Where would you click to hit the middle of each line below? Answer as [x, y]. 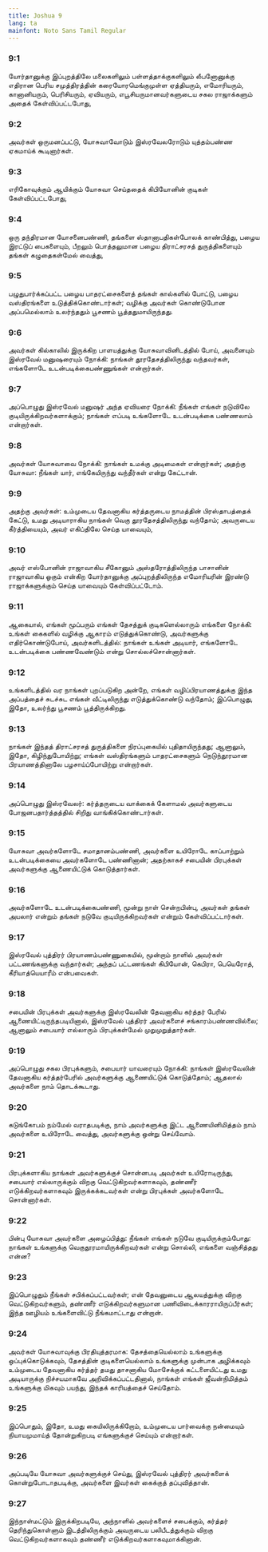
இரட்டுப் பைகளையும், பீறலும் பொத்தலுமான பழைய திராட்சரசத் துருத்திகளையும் [125, 245]
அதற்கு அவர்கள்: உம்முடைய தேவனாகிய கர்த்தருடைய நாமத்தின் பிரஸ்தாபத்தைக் [130, 511]
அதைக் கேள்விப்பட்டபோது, [50, 103]
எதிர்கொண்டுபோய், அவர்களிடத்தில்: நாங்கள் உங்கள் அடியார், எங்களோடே [123, 642]
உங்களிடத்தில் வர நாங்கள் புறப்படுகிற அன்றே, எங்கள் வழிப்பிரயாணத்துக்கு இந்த [130, 689]
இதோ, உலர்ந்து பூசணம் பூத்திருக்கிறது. [67, 708]
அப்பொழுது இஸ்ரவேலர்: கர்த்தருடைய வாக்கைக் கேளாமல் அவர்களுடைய [120, 803]
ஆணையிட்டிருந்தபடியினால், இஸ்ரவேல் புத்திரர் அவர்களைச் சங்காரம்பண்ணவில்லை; [133, 1020]
